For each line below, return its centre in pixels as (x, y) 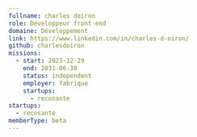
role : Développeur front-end (57, 23)
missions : (25, 53)
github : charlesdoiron (46, 46)
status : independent (57, 76)
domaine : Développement (48, 31)
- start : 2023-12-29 (50, 61)
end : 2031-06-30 (50, 68)
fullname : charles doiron (52, 16)
